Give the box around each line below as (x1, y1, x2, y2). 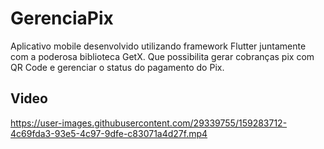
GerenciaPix (10, 7, 114, 30)
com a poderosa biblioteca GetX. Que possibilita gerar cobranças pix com (10, 50, 315, 62)
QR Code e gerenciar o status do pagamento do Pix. (10, 61, 225, 73)
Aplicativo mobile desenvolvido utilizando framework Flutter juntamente (10, 40, 307, 52)
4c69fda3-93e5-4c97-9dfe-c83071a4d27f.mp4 (10, 127, 208, 139)
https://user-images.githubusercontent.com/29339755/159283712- (10, 117, 288, 129)
